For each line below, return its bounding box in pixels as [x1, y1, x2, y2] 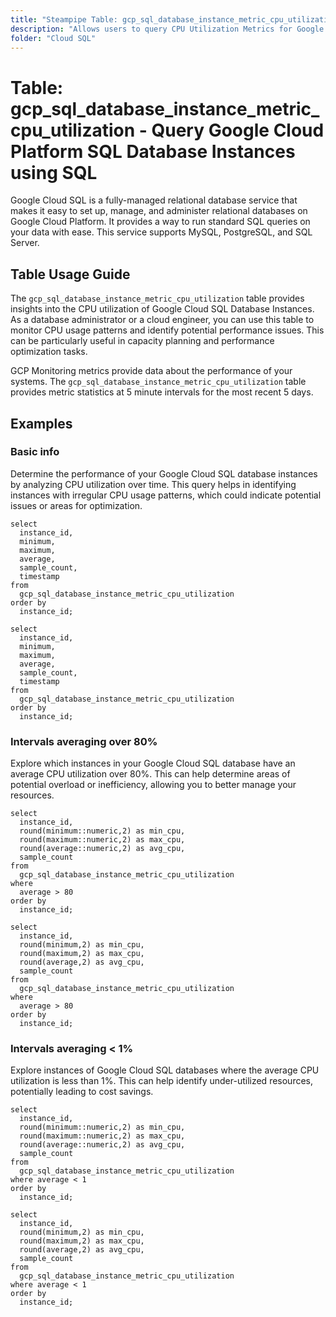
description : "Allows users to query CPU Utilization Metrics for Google [10, 24, 325, 34]
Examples [10, 415, 73, 432]
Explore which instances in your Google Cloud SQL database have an [10, 757, 296, 770]
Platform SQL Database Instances [10, 140, 296, 163]
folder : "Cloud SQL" [10, 33, 97, 43]
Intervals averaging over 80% [10, 734, 158, 748]
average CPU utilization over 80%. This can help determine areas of [10, 768, 291, 780]
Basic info [10, 445, 60, 459]
